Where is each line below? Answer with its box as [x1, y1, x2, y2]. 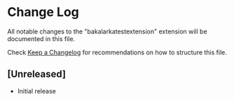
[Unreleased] [7, 68, 67, 80]
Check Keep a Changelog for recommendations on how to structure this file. [7, 48, 228, 56]
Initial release [17, 86, 56, 95]
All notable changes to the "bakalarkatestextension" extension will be [7, 27, 208, 36]
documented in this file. [7, 34, 76, 42]
